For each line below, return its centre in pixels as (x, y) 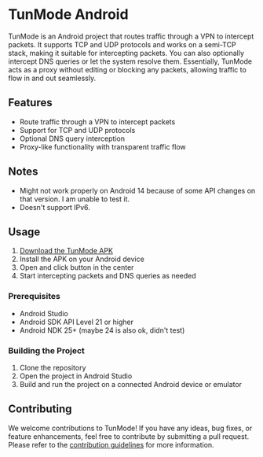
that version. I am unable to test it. (75, 199)
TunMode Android (68, 15)
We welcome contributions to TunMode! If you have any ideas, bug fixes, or (130, 428)
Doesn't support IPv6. (55, 207)
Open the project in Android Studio (76, 376)
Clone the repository (53, 367)
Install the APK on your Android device (82, 259)
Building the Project (46, 350)
